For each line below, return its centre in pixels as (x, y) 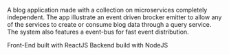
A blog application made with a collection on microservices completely (107, 10)
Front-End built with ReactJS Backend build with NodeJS (88, 45)
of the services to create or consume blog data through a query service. (109, 24)
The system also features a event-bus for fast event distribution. (98, 32)
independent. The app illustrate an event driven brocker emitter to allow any (115, 17)
